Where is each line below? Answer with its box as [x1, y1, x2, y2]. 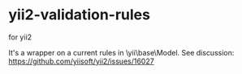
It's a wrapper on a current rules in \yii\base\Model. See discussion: [8, 47, 235, 57]
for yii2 [8, 32, 32, 42]
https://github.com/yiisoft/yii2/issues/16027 [8, 56, 154, 66]
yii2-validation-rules [8, 6, 150, 24]
